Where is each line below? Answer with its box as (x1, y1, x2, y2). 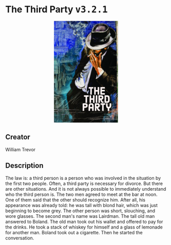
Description (5, 161, 44, 170)
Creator (5, 133, 31, 141)
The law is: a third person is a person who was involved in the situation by (5, 175, 161, 181)
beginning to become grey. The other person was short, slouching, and (5, 208, 155, 214)
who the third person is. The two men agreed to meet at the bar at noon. (5, 191, 158, 197)
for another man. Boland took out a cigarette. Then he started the (5, 229, 143, 235)
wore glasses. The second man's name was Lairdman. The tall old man (5, 213, 155, 219)
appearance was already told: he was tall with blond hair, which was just (5, 202, 158, 208)
